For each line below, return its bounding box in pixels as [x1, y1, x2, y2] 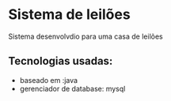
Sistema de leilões [8, 6, 131, 24]
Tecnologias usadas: [8, 54, 113, 68]
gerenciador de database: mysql [19, 84, 126, 93]
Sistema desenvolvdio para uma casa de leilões [8, 32, 164, 41]
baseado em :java [19, 75, 78, 84]
